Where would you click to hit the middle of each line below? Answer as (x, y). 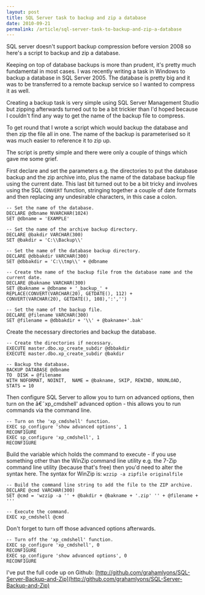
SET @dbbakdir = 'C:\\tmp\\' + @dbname (57, 262)
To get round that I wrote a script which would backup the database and (97, 128)
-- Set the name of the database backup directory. (73, 251)
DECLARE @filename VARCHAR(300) (47, 315)
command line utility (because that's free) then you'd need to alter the (95, 467)
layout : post (23, 12)
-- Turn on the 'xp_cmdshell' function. (59, 422)
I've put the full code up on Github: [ (52, 572)
